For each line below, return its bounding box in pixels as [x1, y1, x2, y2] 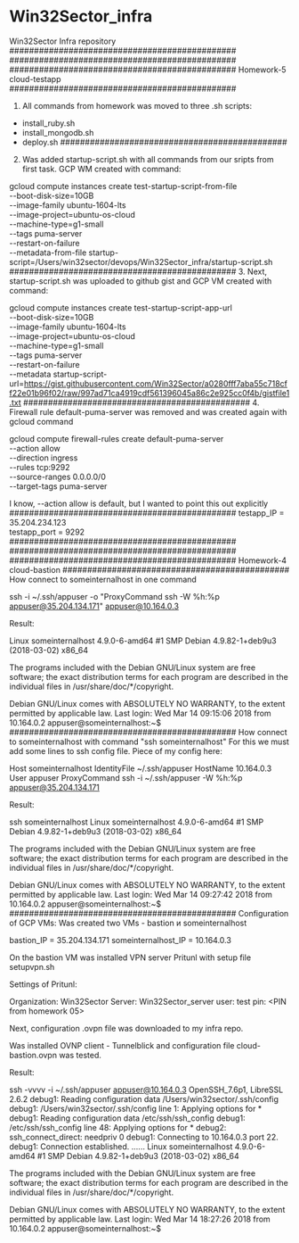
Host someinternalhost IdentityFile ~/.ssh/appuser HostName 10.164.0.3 [9, 763, 272, 774]
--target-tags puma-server [9, 480, 108, 492]
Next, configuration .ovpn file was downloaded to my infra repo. [9, 1023, 244, 1033]
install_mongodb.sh [21, 127, 94, 137]
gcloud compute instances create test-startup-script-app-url [9, 302, 233, 313]
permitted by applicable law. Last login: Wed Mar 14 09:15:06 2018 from [9, 708, 271, 718]
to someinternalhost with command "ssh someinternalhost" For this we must [9, 736, 289, 747]
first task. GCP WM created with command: [21, 163, 182, 174]
